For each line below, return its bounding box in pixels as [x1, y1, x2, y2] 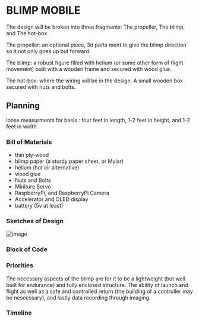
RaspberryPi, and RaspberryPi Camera [14, 189, 110, 197]
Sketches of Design [6, 217, 64, 225]
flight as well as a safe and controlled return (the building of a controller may [6, 288, 193, 295]
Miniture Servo [14, 183, 52, 190]
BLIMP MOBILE [6, 4, 81, 17]
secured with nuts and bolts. [6, 83, 76, 90]
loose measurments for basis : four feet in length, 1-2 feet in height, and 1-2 [6, 116, 191, 124]
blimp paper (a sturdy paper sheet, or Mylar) [14, 158, 124, 165]
